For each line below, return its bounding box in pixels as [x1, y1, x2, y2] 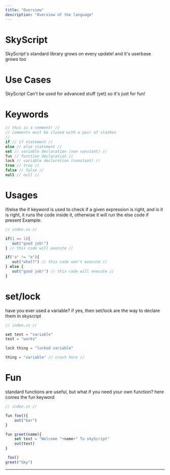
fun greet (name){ [5, 432, 42, 437]
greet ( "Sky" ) [5, 460, 33, 465]
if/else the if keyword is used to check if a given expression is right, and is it [5, 206, 163, 212]
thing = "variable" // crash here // [5, 355, 85, 360]
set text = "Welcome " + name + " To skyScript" [14, 436, 110, 442]
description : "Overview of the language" [5, 12, 94, 17]
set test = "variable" [5, 332, 53, 337]
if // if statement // [5, 139, 53, 145]
